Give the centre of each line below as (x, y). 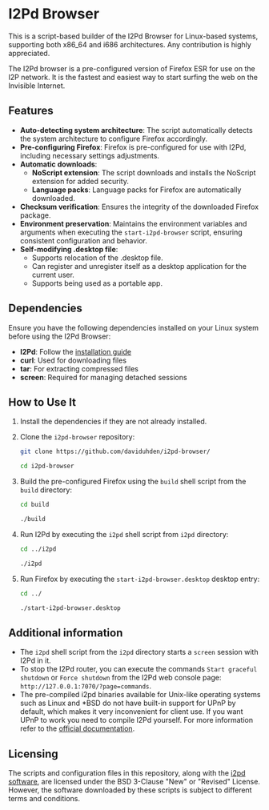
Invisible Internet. (37, 86)
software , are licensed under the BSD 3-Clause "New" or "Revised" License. (134, 782)
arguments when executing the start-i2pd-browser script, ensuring (131, 232)
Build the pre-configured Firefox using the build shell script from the (133, 482)
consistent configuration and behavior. (84, 240)
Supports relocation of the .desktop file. (98, 258)
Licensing (33, 754)
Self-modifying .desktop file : (69, 249)
